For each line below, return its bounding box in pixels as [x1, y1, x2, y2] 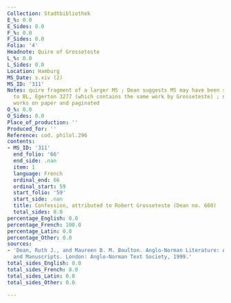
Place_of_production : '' [7, 118, 78, 126]
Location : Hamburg [7, 67, 60, 74]
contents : [7, 138, 36, 145]
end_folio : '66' [13, 151, 60, 158]
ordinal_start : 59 [13, 183, 67, 190]
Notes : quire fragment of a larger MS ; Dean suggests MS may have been [7, 87, 220, 94]
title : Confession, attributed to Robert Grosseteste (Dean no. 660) [13, 202, 217, 209]
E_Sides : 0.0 [7, 23, 45, 30]
